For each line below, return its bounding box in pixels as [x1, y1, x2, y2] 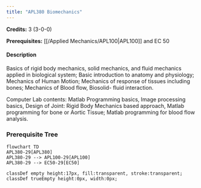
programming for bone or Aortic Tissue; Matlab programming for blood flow [6, 109, 196, 116]
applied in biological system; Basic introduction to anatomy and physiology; [6, 71, 195, 78]
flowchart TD [6, 144, 39, 150]
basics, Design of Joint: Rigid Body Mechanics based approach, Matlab [6, 102, 185, 109]
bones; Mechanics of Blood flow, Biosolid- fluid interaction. [6, 84, 154, 91]
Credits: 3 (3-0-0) [6, 25, 53, 33]
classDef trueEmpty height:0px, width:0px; [6, 176, 118, 182]
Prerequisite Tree [6, 130, 59, 138]
